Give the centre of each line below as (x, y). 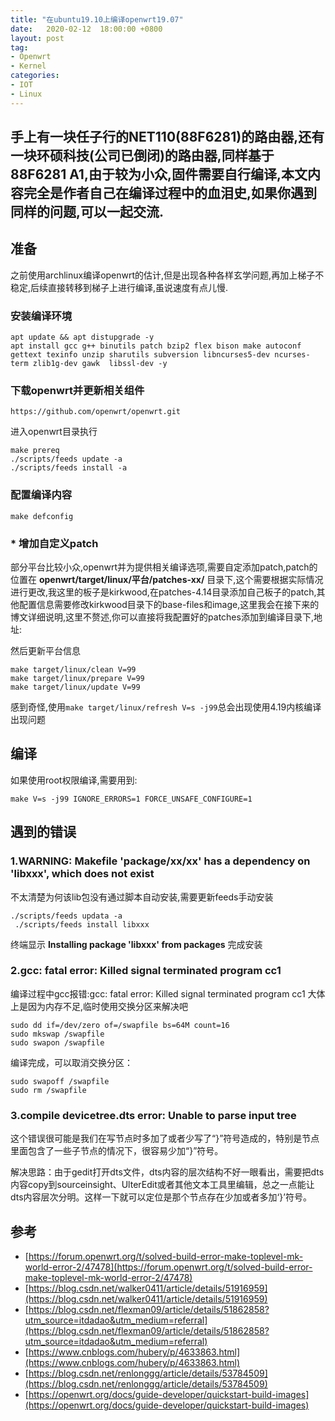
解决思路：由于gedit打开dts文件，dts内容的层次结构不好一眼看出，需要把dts (167, 1172)
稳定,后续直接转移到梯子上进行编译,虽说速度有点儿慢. (119, 287)
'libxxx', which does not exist (82, 874)
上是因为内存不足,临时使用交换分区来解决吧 (99, 1006)
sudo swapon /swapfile (57, 1042)
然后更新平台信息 (45, 651)
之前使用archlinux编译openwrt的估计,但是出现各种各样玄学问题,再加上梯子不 (167, 275)
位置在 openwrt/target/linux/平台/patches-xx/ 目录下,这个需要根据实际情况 (167, 580)
